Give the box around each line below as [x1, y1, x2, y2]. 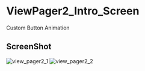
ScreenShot [6, 42, 52, 52]
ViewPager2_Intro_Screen [6, 4, 140, 18]
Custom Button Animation [6, 24, 70, 31]
